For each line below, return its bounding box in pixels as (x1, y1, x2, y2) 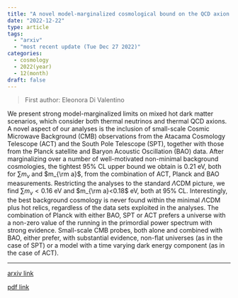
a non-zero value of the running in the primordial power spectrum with (7, 218, 212, 227)
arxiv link (7, 269, 34, 277)
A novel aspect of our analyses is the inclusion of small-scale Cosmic (7, 125, 210, 133)
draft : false (7, 76, 46, 84)
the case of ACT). (7, 248, 59, 257)
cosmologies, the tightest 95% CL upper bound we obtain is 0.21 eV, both (7, 162, 222, 171)
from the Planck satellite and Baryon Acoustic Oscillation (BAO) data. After (7, 147, 225, 156)
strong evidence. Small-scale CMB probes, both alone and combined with (7, 226, 223, 234)
